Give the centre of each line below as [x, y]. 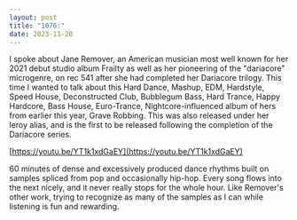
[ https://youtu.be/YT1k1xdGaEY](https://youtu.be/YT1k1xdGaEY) [126, 152]
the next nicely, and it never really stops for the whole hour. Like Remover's [146, 188]
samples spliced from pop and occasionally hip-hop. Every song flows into [145, 178]
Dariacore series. [41, 135]
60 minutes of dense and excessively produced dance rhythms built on [139, 169]
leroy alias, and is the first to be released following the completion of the [141, 125]
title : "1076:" [37, 26]
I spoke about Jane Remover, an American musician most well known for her [149, 59]
